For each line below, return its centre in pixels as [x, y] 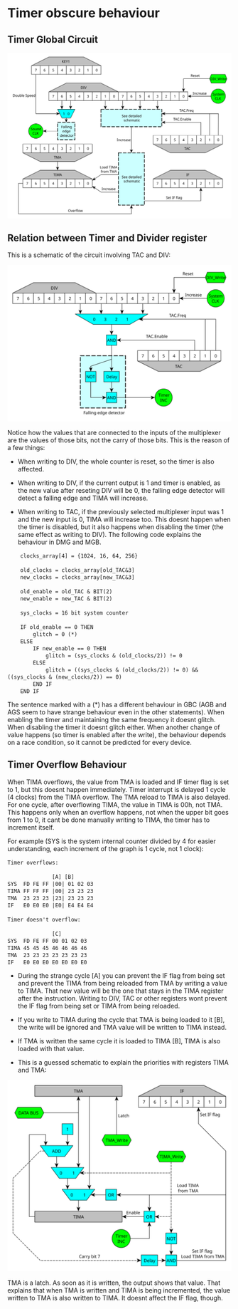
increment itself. [31, 827]
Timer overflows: [33, 862]
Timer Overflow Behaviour [67, 765]
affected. [31, 469]
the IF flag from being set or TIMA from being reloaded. [99, 1006]
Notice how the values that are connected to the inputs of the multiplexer [114, 432]
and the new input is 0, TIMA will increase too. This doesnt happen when [124, 519]
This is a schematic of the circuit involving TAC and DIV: [89, 255]
